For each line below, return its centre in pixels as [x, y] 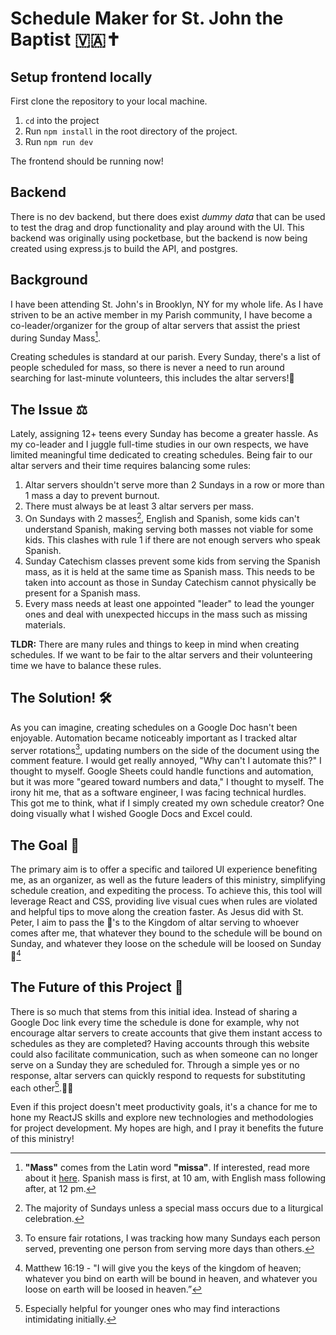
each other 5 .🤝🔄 [42, 1087]
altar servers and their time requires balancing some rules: [131, 466]
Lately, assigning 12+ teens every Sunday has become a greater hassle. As [164, 434]
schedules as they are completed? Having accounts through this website [160, 1043]
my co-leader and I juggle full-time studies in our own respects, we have [159, 444]
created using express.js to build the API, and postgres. [124, 248]
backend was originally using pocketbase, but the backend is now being [159, 238]
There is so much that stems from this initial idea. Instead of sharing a [154, 1011]
